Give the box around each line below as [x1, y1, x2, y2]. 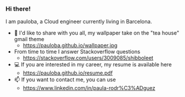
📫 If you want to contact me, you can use [14, 76, 116, 83]
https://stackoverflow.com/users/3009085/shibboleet [22, 55, 154, 62]
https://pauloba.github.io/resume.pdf [22, 69, 113, 76]
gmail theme [14, 36, 45, 43]
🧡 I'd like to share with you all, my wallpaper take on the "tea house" [14, 29, 180, 36]
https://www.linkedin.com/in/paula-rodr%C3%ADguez [22, 85, 156, 92]
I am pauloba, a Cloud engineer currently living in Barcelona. [5, 18, 153, 25]
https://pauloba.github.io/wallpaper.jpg [22, 42, 118, 49]
